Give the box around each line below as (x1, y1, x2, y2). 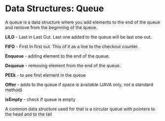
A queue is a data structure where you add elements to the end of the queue (5, 19, 160, 25)
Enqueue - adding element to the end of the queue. (5, 53, 110, 59)
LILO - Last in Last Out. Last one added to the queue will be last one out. (5, 34, 152, 40)
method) (5, 87, 23, 92)
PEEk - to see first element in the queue (5, 72, 86, 78)
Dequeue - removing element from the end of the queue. (5, 62, 121, 68)
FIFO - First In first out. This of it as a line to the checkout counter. (5, 43, 139, 49)
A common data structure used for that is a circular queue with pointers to (5, 106, 155, 112)
